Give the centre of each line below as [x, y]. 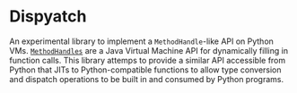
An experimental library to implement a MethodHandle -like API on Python [141, 41]
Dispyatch [48, 17]
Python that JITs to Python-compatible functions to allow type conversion [145, 70]
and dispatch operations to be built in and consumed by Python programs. [147, 79]
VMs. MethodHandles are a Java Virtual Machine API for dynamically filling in [149, 50]
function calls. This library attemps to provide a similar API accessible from [148, 60]
